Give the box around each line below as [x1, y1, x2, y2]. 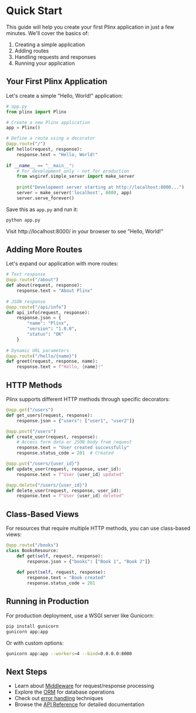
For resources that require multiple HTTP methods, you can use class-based [6, 525, 191, 532]
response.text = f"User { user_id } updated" [16, 471, 125, 477]
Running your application [14, 60, 75, 67]
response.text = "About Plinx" [16, 288, 93, 294]
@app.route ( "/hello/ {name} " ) [6, 353, 77, 359]
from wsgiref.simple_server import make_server [16, 174, 135, 180]
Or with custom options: [6, 639, 64, 646]
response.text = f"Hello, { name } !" [16, 364, 104, 370]
